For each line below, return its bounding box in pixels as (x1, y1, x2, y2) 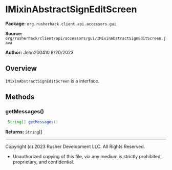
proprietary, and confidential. (12, 159, 74, 165)
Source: (5, 30, 23, 36)
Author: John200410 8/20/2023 (5, 49, 74, 55)
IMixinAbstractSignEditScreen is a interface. (5, 78, 100, 84)
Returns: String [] (5, 129, 42, 135)
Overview (5, 64, 37, 73)
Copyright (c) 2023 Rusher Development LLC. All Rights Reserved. (5, 143, 145, 150)
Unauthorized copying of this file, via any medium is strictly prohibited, (12, 154, 162, 160)
